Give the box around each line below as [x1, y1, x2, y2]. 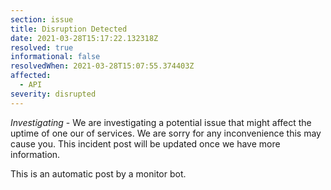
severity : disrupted [10, 89, 97, 99]
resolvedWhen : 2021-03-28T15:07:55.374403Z [10, 61, 195, 71]
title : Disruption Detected [10, 24, 128, 34]
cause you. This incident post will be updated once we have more [10, 137, 281, 150]
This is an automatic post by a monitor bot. [10, 167, 187, 180]
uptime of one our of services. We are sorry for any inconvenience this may [10, 127, 322, 139]
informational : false [10, 52, 101, 62]
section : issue [10, 14, 74, 25]
